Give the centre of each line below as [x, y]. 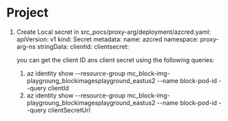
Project [28, 13]
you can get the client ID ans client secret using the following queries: [115, 59]
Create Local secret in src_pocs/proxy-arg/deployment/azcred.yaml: [114, 32]
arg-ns [26, 46]
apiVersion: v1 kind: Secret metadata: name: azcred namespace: [107, 39]
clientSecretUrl [69, 110]
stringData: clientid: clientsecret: [83, 46]
